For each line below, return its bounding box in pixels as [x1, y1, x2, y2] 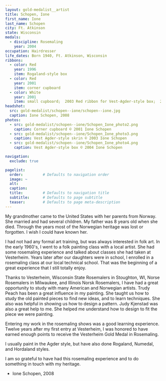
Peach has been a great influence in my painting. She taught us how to [5, 290, 149, 296]
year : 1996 [14, 67, 37, 72]
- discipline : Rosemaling [9, 40, 63, 44]
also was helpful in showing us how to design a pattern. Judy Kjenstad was [5, 300, 158, 306]
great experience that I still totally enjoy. [5, 265, 86, 271]
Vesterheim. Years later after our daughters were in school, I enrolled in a [5, 254, 154, 260]
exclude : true [9, 159, 39, 164]
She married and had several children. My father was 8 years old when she [5, 218, 158, 224]
